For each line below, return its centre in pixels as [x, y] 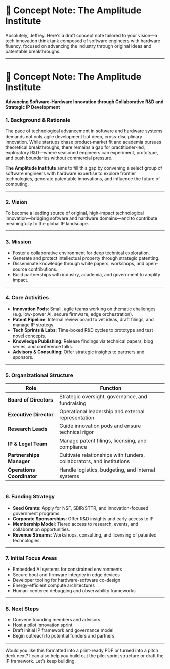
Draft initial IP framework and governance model [63, 630]
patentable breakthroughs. [33, 51]
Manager [19, 461]
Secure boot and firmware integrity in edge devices [66, 574]
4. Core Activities [27, 297]
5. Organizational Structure [39, 375]
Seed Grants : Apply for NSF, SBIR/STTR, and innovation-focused [80, 508]
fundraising [73, 403]
